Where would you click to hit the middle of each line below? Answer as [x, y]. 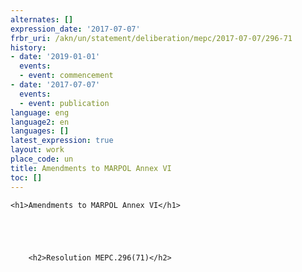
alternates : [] [42, 19]
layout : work [37, 150]
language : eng [40, 112]
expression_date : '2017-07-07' [75, 29]
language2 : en [40, 122]
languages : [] [40, 131]
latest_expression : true [62, 141]
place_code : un [42, 159]
